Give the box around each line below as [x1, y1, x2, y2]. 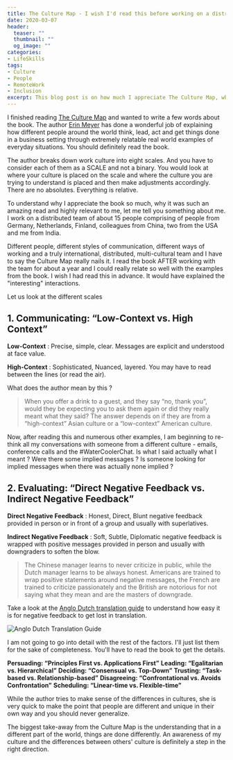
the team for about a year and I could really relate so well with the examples [7, 265, 223, 272]
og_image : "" [13, 42, 51, 49]
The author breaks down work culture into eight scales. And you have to [7, 156, 214, 164]
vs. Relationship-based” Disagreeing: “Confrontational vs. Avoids [26, 673, 221, 681]
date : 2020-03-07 [7, 17, 58, 24]
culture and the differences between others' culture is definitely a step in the [7, 737, 226, 745]
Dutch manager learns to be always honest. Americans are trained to [24, 568, 221, 577]
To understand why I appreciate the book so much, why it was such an [7, 199, 209, 207]
